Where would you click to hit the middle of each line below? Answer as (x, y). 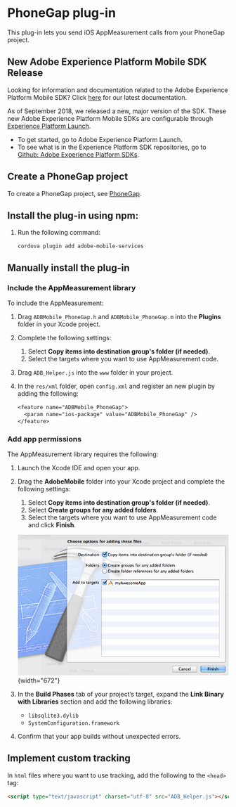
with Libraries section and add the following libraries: (95, 702)
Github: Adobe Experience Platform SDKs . (78, 154)
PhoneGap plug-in (61, 13)
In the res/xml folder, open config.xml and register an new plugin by (116, 386)
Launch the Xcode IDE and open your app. (79, 468)
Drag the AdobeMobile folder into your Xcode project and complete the (121, 482)
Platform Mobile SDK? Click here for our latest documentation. (97, 97)
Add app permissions (45, 439)
